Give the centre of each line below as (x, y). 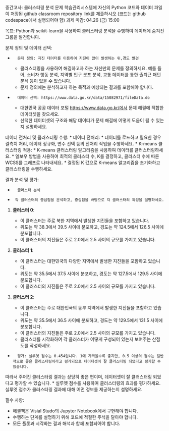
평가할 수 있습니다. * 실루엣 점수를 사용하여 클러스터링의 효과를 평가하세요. (88, 383)
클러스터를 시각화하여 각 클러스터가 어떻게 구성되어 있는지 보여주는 (86, 339)
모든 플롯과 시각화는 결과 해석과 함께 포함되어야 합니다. (66, 423)
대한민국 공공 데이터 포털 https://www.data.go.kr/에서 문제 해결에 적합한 (92, 108)
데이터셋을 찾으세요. (40, 114)
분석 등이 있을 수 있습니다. (46, 81)
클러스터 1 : (23, 250)
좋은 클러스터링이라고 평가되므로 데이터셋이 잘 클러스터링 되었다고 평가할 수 (93, 361)
